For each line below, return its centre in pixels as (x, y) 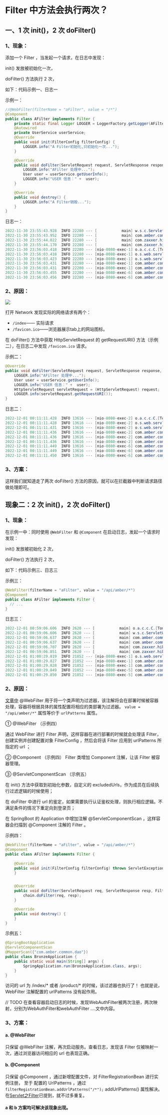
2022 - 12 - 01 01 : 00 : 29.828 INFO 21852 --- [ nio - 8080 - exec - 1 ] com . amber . (81, 665)
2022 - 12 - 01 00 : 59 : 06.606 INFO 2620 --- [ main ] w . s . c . (76, 633)
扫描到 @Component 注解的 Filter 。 (51, 825)
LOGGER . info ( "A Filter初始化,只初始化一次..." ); (71, 146)
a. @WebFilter (20, 1035)
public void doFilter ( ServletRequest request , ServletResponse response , (84, 371)
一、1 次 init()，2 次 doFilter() (50, 30)
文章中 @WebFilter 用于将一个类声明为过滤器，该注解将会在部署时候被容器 (82, 700)
